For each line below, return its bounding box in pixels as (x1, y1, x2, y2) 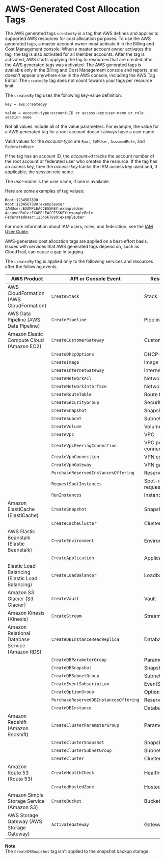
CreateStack (51, 293, 80, 299)
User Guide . (5, 229, 29, 234)
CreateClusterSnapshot (51, 740, 105, 745)
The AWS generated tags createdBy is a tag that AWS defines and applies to (5, 30, 159, 36)
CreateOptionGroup (51, 689, 94, 695)
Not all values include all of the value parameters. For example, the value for (5, 123, 159, 129)
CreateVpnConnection (51, 454, 99, 460)
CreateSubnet (51, 416, 82, 421)
